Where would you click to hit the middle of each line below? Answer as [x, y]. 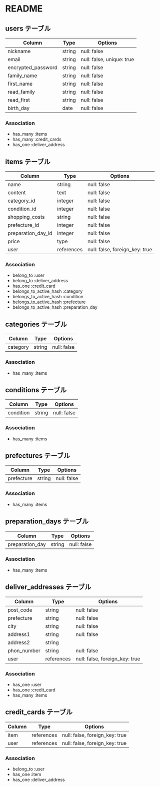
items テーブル [28, 161]
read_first [19, 100]
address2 [19, 642]
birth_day [19, 108]
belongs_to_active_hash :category [47, 291]
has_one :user [27, 684]
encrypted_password [32, 67]
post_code [20, 610]
